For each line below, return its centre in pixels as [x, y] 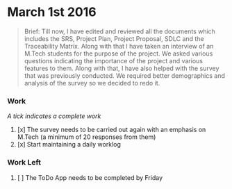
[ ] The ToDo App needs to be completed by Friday [90, 177]
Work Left [24, 163]
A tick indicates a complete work [54, 116]
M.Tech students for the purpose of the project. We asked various [118, 54]
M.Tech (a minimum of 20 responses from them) [86, 137]
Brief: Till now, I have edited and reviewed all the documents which [119, 31]
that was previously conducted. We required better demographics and [125, 75]
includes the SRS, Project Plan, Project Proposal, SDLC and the [114, 38]
